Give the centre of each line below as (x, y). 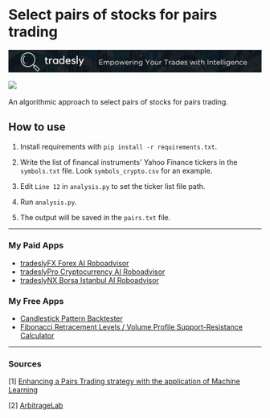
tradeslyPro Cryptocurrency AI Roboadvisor (92, 272)
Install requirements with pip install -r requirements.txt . (119, 146)
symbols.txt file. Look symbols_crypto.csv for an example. (116, 170)
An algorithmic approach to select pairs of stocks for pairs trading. (119, 101)
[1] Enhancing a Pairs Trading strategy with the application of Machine (125, 381)
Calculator (37, 336)
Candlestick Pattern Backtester (71, 318)
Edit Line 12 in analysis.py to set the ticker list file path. (112, 186)
